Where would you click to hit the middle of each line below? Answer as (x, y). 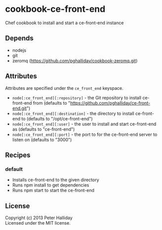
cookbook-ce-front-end (55, 9)
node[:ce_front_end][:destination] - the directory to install (73, 113)
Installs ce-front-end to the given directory (56, 180)
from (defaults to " (52, 103)
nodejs (19, 50)
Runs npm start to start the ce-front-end (53, 191)
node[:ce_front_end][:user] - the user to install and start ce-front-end (84, 124)
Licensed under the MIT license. (38, 223)
